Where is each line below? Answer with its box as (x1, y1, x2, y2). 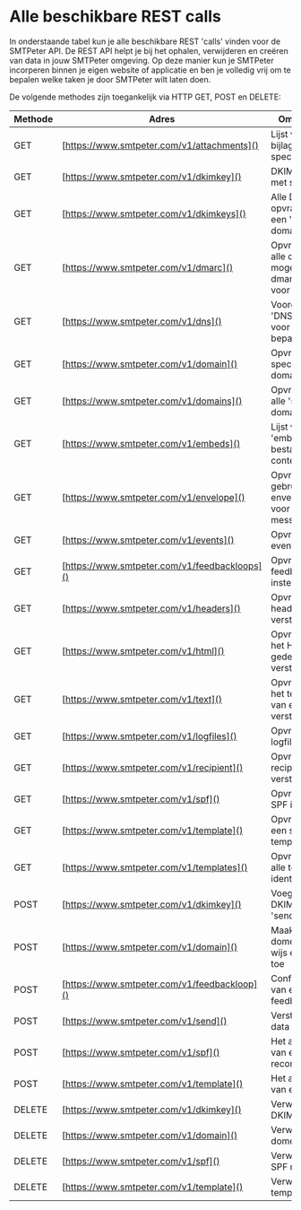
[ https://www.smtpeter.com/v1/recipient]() (61, 761, 244, 773)
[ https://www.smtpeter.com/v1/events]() (61, 534, 235, 546)
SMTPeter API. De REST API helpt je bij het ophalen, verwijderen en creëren (9, 45, 288, 56)
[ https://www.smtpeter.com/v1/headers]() (61, 602, 242, 614)
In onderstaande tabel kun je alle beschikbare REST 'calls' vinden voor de (9, 36, 280, 47)
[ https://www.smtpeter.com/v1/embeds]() (61, 437, 241, 449)
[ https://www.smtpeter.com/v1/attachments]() (61, 139, 259, 152)
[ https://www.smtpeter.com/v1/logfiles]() (61, 729, 237, 742)
